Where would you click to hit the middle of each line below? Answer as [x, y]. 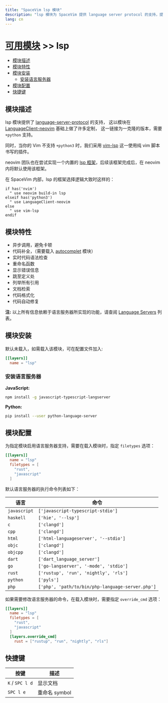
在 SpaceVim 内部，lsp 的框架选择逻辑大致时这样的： [60, 179]
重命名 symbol [54, 692]
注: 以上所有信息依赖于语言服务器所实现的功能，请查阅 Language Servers [81, 312]
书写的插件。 [18, 152]
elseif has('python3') [29, 198]
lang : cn [14, 19]
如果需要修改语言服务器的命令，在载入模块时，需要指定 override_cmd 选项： [83, 599]
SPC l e [17, 692]
